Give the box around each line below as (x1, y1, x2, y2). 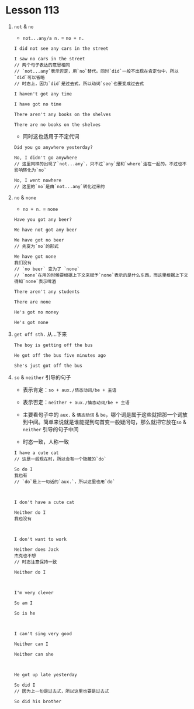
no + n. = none (22, 205, 58, 212)
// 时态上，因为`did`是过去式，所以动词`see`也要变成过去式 (13, 80, 144, 87)
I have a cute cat (13, 449, 59, 456)
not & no (13, 23, 34, 30)
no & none (13, 194, 36, 201)
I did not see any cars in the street (13, 45, 109, 52)
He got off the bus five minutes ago (13, 352, 106, 358)
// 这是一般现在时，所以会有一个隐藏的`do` (13, 456, 107, 462)
